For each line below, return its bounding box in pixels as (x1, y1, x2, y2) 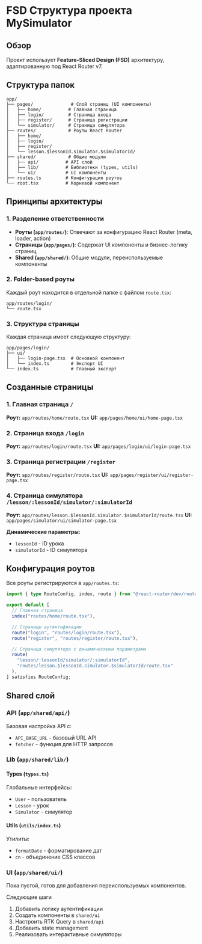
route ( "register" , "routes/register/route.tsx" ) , (11, 635, 138, 641)
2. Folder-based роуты (6, 275, 75, 283)
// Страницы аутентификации (11, 624, 82, 630)
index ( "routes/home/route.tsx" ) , (11, 613, 96, 619)
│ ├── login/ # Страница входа (6, 112, 112, 118)
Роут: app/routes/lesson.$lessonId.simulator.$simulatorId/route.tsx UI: (6, 511, 192, 518)
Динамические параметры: (6, 528, 81, 535)
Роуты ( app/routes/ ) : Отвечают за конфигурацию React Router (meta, (14, 228, 192, 235)
